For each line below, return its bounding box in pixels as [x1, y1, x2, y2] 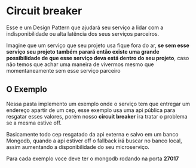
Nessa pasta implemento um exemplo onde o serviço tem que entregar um [6, 100, 190, 107]
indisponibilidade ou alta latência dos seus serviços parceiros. [6, 30, 160, 37]
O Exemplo [6, 85, 48, 95]
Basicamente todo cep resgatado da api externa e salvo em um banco [6, 130, 179, 138]
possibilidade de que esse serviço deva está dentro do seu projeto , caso [6, 54, 189, 61]
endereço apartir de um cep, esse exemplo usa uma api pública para [6, 106, 175, 114]
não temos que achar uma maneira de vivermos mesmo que [6, 61, 154, 68]
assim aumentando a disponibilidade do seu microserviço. [6, 143, 149, 150]
